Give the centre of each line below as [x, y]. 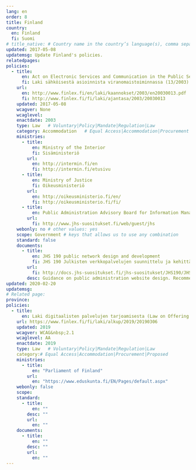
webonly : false [35, 387]
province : [18, 300]
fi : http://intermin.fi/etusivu [71, 169]
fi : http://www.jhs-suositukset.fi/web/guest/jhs [94, 224]
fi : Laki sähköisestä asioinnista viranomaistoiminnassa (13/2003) [105, 83]
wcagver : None [34, 109]
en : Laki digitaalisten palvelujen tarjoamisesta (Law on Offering [105, 316]
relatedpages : [23, 60]
